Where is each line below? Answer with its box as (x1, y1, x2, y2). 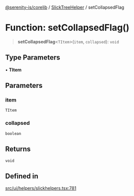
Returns (5, 145, 31, 154)
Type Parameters (5, 53, 60, 62)
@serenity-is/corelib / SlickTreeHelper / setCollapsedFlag (5, 5, 124, 10)
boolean (5, 131, 22, 136)
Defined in (5, 172, 39, 180)
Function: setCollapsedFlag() (5, 22, 129, 33)
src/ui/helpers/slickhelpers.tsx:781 (5, 185, 77, 191)
